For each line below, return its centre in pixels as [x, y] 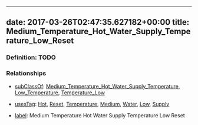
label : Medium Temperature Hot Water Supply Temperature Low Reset [100, 115]
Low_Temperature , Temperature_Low [60, 93]
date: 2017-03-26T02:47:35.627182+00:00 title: [98, 22]
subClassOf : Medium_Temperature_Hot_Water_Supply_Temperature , [97, 86]
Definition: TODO [31, 58]
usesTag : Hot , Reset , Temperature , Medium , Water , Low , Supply [92, 104]
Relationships [26, 73]
